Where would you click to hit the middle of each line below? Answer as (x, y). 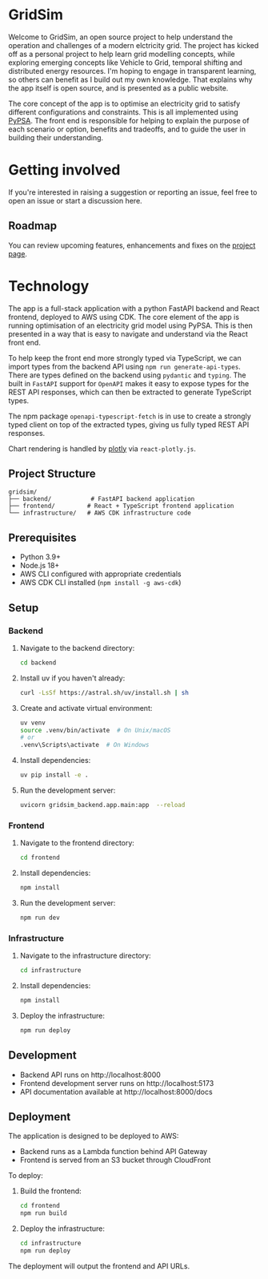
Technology (49, 286)
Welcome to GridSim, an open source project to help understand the (121, 37)
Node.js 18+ (40, 566)
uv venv (32, 723)
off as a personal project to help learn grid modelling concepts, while (122, 54)
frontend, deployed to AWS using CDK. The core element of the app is (124, 317)
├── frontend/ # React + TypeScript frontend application (121, 506)
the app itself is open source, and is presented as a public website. (118, 88)
